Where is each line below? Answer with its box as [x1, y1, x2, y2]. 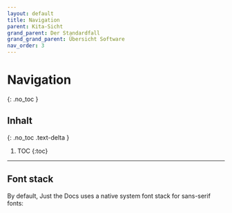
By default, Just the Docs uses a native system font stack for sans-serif [7, 192, 211, 200]
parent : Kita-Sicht [7, 23, 64, 30]
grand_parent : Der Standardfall [7, 29, 100, 37]
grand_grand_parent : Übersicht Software [7, 36, 126, 43]
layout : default [7, 10, 54, 17]
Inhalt [7, 115, 32, 127]
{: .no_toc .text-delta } [7, 133, 70, 142]
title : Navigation [7, 17, 60, 24]
